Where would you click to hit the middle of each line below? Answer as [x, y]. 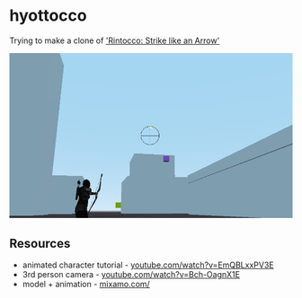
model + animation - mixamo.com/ [86, 285]
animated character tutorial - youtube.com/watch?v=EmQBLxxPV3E [148, 265]
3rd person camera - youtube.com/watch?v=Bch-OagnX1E [131, 275]
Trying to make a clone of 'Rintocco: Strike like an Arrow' [115, 40]
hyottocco [48, 16]
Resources [40, 243]
